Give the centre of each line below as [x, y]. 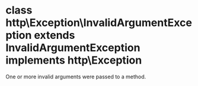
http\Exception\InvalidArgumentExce [99, 23]
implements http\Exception [74, 60]
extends [55, 35]
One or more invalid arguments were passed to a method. [76, 77]
